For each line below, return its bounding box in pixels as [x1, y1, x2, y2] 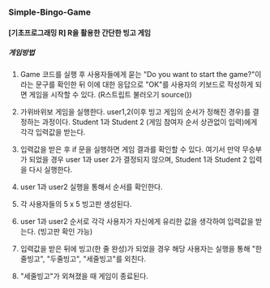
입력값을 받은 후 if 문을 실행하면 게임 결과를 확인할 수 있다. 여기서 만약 [19, 144, 241, 154]
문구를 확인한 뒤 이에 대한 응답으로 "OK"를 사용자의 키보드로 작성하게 [35, 80, 254, 89]
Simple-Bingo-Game [8, 6, 92, 18]
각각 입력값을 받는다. [19, 127, 86, 137]
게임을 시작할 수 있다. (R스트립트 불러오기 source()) [28, 90, 192, 100]
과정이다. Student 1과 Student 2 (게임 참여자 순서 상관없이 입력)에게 [41, 117, 258, 127]
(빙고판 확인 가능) [37, 226, 93, 237]
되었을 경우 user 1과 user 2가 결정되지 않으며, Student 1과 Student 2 [28, 155, 247, 165]
